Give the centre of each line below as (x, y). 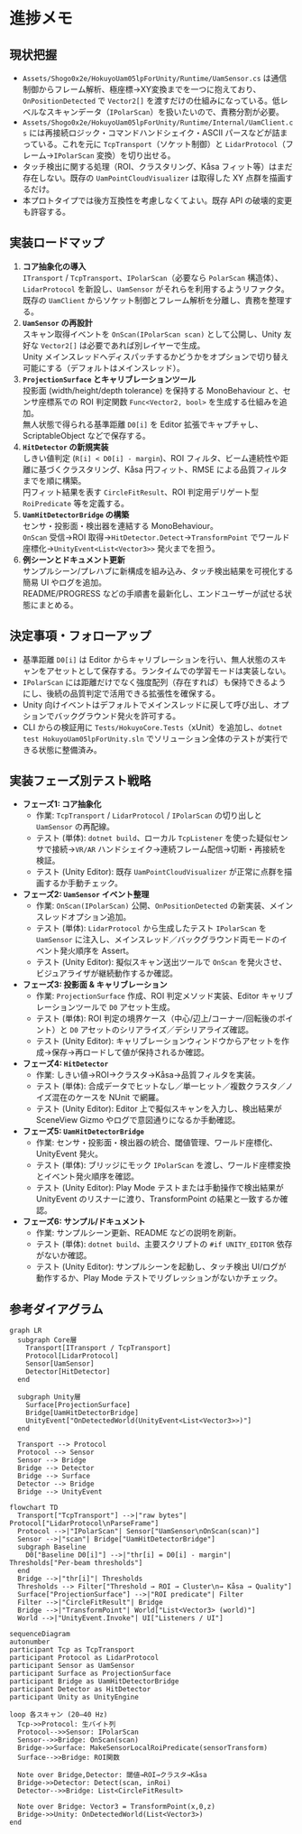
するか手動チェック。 (83, 883)
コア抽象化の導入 (54, 266)
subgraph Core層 (47, 1340)
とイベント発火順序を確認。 (87, 1176)
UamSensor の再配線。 (75, 827)
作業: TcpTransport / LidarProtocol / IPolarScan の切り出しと (149, 815)
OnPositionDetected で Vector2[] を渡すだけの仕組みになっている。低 (151, 101)
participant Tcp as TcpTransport (72, 1650)
